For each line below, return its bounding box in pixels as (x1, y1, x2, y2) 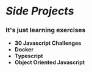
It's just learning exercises (5, 26, 86, 34)
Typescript (14, 53, 43, 60)
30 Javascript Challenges (14, 39, 82, 47)
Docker (14, 46, 34, 53)
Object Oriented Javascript (14, 59, 85, 66)
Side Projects (5, 4, 74, 18)
